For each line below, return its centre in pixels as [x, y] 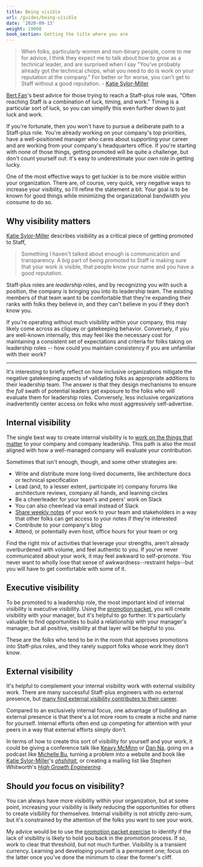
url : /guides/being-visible [42, 18]
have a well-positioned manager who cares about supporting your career [97, 139]
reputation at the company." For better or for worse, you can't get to [105, 77]
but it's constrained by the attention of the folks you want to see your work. [100, 820]
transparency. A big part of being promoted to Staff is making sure [104, 260]
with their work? [26, 354]
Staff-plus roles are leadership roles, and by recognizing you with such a [97, 285]
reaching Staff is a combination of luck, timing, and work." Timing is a [93, 102]
